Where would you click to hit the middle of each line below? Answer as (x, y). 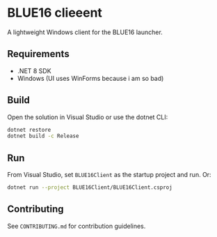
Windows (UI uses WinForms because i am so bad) (90, 78)
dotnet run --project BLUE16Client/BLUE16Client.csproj (90, 188)
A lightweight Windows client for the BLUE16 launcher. (85, 32)
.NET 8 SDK (34, 70)
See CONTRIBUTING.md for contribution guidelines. (77, 226)
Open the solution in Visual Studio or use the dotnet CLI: (88, 117)
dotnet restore (29, 130)
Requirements (38, 54)
